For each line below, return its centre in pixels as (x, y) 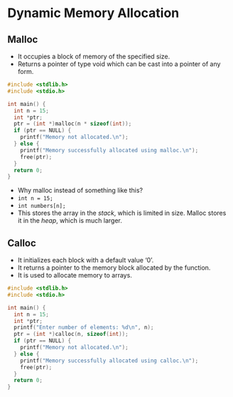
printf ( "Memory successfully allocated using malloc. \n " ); (109, 150)
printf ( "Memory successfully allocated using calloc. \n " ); (109, 361)
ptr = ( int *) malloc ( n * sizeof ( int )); (73, 124)
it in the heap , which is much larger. (70, 221)
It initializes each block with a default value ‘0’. (86, 260)
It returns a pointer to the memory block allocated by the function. (114, 268)
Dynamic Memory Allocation (93, 13)
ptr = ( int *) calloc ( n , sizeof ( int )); (71, 334)
